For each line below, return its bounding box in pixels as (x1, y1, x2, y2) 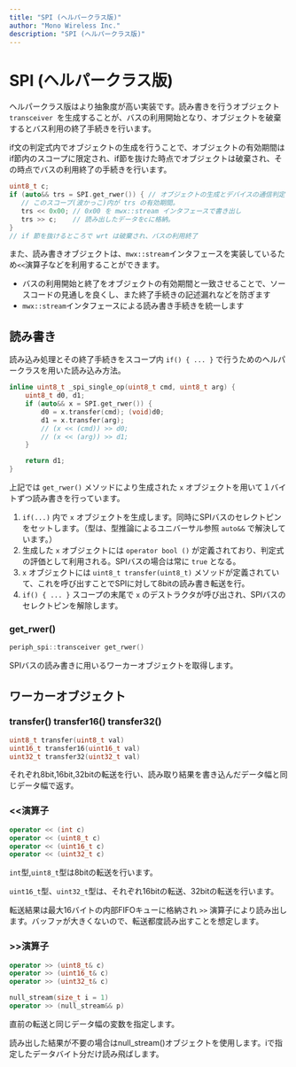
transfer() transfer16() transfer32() (9, 715, 162, 728)
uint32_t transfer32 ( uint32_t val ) (9, 752, 141, 762)
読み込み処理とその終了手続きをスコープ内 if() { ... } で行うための (9, 354, 263, 365)
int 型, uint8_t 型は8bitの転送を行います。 (9, 867, 158, 878)
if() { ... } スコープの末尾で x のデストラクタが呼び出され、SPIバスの (21, 590, 286, 599)
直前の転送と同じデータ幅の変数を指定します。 (9, 1018, 180, 1029)
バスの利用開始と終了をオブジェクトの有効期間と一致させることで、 (21, 278, 270, 289)
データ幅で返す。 (16, 780, 79, 791)
